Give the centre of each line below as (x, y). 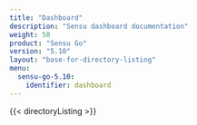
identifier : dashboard (69, 85)
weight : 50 (30, 34)
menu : (20, 69)
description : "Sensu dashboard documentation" (99, 26)
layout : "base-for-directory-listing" (83, 60)
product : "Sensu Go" (49, 43)
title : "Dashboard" (46, 18)
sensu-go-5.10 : (46, 77)
